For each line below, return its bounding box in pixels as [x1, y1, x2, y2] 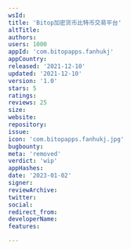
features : [8, 222, 41, 231]
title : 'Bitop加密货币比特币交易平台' [8, 19, 122, 27]
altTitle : [8, 26, 41, 34]
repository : [8, 121, 47, 128]
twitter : [8, 193, 37, 201]
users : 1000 [8, 41, 47, 49]
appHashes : [8, 164, 44, 172]
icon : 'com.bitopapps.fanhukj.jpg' [8, 135, 125, 143]
